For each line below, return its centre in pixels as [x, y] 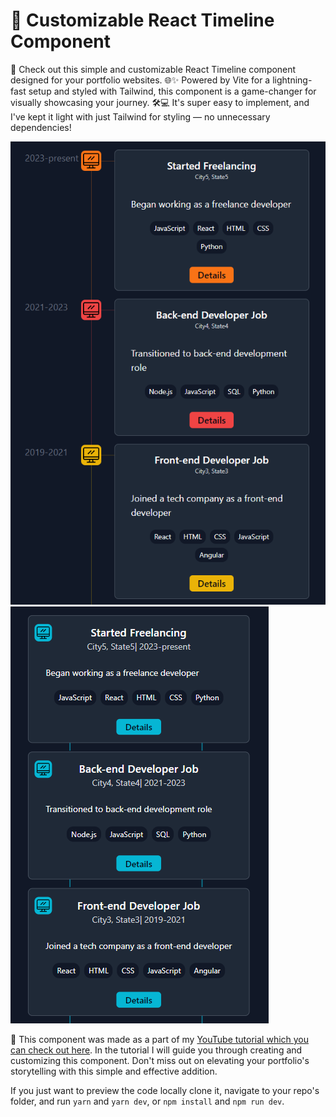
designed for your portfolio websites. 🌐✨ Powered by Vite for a [140, 80]
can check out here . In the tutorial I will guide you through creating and [156, 1050]
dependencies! [41, 127]
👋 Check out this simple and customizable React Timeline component [153, 69]
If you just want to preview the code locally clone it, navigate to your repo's [165, 1090]
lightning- [292, 80]
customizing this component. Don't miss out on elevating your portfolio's [160, 1060]
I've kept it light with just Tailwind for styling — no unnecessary [140, 116]
